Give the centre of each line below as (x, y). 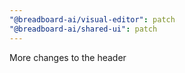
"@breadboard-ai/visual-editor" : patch (92, 19)
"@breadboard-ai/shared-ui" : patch (83, 29)
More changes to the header (68, 57)
